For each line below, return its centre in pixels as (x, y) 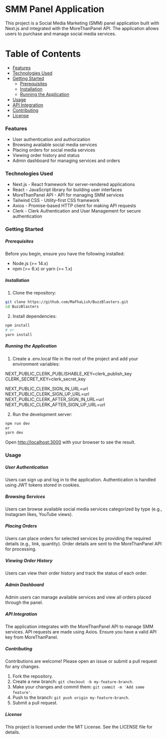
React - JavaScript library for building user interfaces (67, 190)
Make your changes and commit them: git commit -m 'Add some (78, 687)
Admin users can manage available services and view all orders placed (78, 597)
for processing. (21, 549)
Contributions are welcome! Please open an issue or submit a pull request (81, 661)
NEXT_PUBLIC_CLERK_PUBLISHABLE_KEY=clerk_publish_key (68, 373)
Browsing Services (25, 496)
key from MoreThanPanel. (32, 637)
